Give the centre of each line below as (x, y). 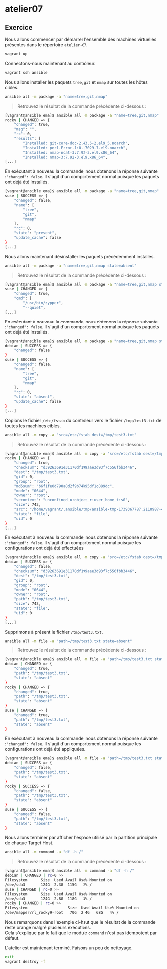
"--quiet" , (34, 307)
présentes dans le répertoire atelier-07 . (46, 45)
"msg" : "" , (25, 129)
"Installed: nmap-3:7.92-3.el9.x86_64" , (65, 157)
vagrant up (16, 54)
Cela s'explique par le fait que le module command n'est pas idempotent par (81, 933)
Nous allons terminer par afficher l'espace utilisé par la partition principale (81, 838)
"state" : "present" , (35, 233)
